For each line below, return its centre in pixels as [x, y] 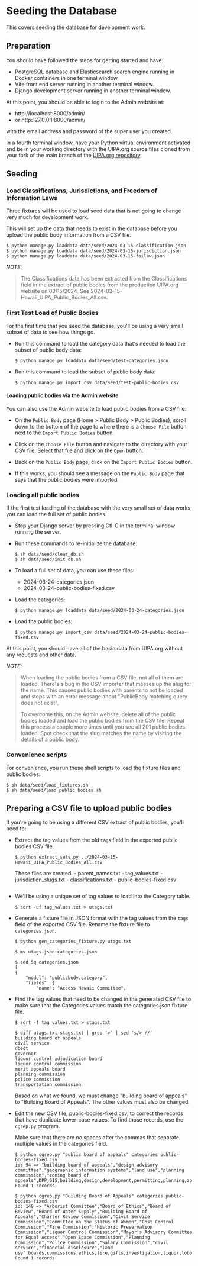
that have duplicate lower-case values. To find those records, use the [99, 1120]
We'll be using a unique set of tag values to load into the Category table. [103, 896]
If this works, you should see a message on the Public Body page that [100, 473]
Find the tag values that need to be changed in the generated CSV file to [103, 999]
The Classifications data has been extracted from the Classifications [104, 279]
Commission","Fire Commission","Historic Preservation [84, 1227]
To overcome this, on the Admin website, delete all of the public [98, 714]
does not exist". [40, 703]
